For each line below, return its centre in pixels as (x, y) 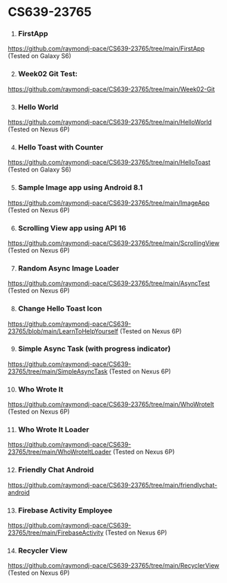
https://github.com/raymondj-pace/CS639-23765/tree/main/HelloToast (109, 163)
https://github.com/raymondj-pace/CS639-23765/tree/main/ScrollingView (114, 243)
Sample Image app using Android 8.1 (80, 187)
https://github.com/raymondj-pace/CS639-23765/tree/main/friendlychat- (112, 485)
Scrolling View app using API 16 (72, 228)
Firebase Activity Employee (65, 510)
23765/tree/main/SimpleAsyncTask (58, 371)
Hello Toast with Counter (61, 147)
